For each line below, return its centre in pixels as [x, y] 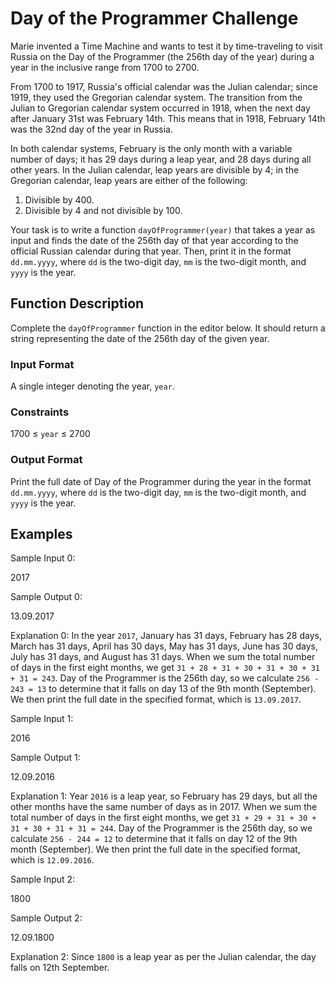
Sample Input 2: [43, 879]
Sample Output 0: [46, 597]
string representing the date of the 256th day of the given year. [140, 338]
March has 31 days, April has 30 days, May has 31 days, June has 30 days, [164, 646]
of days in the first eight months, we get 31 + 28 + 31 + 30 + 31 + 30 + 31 [165, 668]
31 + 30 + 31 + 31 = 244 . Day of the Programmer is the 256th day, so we [161, 828]
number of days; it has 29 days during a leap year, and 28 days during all [161, 159]
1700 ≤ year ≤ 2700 [50, 434]
